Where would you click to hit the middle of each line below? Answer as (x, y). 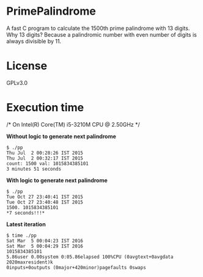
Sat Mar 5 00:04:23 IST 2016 (45, 241)
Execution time (45, 108)
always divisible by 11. (34, 41)
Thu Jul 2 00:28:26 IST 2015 (45, 153)
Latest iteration (26, 224)
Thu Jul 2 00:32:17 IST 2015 (45, 158)
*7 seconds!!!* (26, 213)
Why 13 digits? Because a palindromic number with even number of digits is (102, 34)
